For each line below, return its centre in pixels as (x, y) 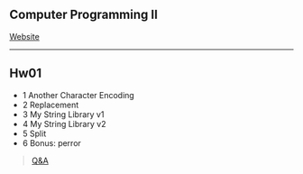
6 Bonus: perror (51, 142)
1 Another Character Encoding (78, 95)
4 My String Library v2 (64, 124)
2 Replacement (50, 105)
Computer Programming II (83, 15)
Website (25, 36)
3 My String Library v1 (63, 114)
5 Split (34, 133)
